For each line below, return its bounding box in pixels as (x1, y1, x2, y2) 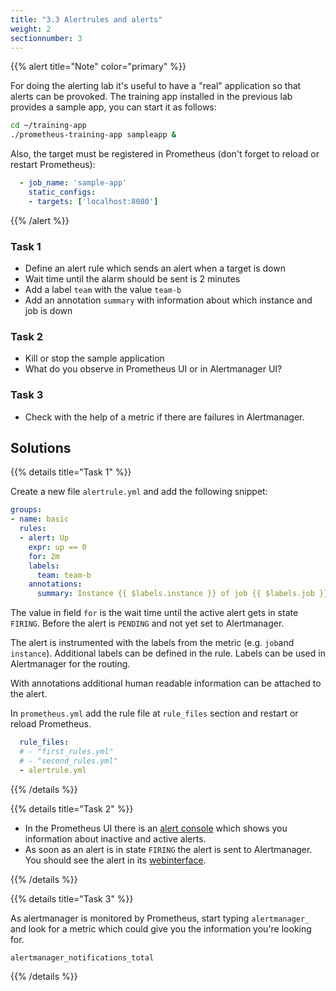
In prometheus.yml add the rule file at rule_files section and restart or (10, 707, 299, 720)
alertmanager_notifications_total (10, 952, 155, 963)
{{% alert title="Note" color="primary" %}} (10, 61, 187, 73)
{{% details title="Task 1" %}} (10, 466, 132, 478)
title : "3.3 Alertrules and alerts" (10, 14, 163, 25)
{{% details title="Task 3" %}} (10, 892, 134, 905)
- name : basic (10, 514, 70, 525)
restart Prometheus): (10, 159, 96, 171)
